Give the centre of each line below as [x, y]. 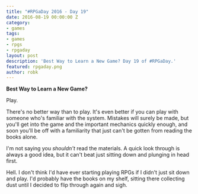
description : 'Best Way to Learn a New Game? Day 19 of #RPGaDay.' [91, 61]
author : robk [22, 72]
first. [12, 161]
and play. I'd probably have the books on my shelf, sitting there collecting [95, 179]
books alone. [22, 137]
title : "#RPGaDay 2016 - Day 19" [47, 12]
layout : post [22, 56]
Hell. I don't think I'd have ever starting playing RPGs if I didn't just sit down [98, 173]
